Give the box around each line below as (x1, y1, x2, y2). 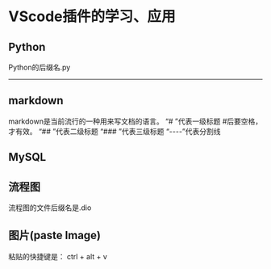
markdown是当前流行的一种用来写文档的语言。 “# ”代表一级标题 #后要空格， (8, 116, 263, 126)
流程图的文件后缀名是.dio (8, 203, 92, 212)
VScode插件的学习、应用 (8, 7, 176, 26)
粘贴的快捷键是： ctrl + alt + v (8, 251, 107, 261)
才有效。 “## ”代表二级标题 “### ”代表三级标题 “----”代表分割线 (8, 126, 221, 136)
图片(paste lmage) (8, 229, 102, 242)
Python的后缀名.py (8, 62, 71, 72)
